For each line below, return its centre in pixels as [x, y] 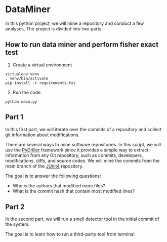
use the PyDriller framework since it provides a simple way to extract [77, 150]
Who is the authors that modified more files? [59, 185]
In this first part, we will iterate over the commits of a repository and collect [83, 129]
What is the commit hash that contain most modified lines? [74, 191]
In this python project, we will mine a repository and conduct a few [75, 23]
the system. [17, 224]
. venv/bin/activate [27, 78]
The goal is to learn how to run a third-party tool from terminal [70, 234]
